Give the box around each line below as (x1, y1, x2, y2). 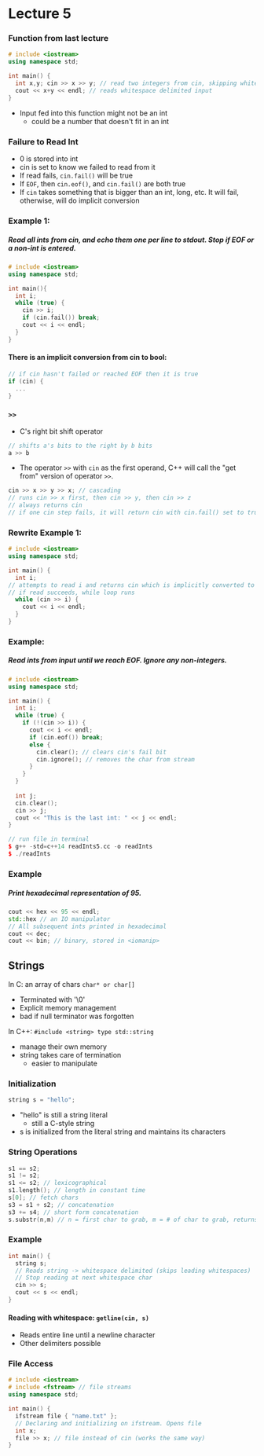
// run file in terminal (8, 835, 90, 843)
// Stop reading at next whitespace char (15, 1274, 153, 1282)
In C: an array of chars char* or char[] (8, 980, 135, 989)
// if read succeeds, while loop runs (8, 589, 135, 596)
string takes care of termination (19, 1051, 122, 1060)
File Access (8, 1359, 53, 1370)
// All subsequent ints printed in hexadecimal (8, 922, 167, 930)
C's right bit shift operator (19, 426, 104, 436)
